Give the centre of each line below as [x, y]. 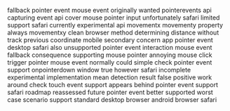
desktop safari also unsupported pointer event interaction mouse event [110, 47]
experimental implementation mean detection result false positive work [110, 77]
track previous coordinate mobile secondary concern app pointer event [110, 40]
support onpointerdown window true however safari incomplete [99, 70]
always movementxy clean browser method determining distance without [113, 32]
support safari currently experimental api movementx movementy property [115, 25]
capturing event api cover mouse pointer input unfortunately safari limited [114, 18]
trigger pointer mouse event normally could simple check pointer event [110, 62]
